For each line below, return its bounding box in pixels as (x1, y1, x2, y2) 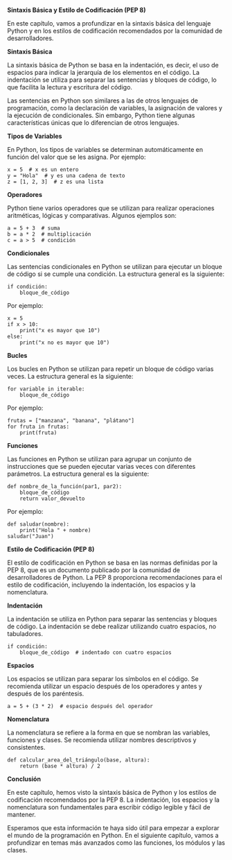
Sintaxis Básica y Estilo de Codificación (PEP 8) (7, 6, 146, 14)
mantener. (7, 811, 36, 818)
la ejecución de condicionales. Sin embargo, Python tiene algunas (7, 111, 195, 119)
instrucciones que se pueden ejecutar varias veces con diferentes (7, 463, 196, 470)
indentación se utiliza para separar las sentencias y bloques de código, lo (7, 76, 217, 84)
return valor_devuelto (19, 495, 85, 502)
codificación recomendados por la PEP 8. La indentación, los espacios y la (7, 796, 220, 804)
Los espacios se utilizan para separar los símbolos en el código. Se (7, 675, 199, 682)
